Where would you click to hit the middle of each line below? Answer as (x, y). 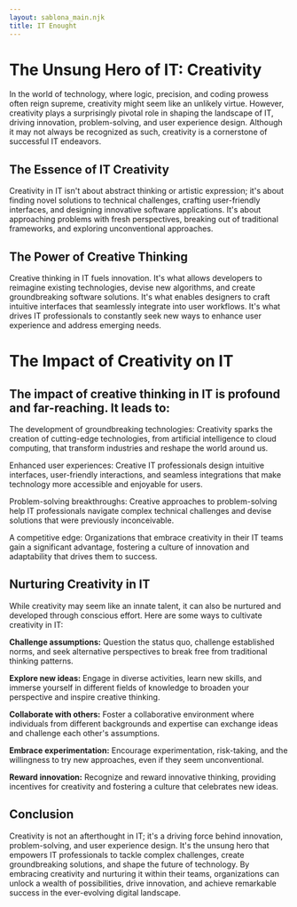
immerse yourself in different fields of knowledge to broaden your (129, 687)
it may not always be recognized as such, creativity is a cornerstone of (138, 132)
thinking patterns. (41, 661)
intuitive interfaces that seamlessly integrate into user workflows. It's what (145, 307)
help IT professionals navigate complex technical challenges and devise (141, 511)
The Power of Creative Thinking (99, 257)
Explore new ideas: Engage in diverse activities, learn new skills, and (136, 678)
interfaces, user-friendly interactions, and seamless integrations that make (145, 475)
